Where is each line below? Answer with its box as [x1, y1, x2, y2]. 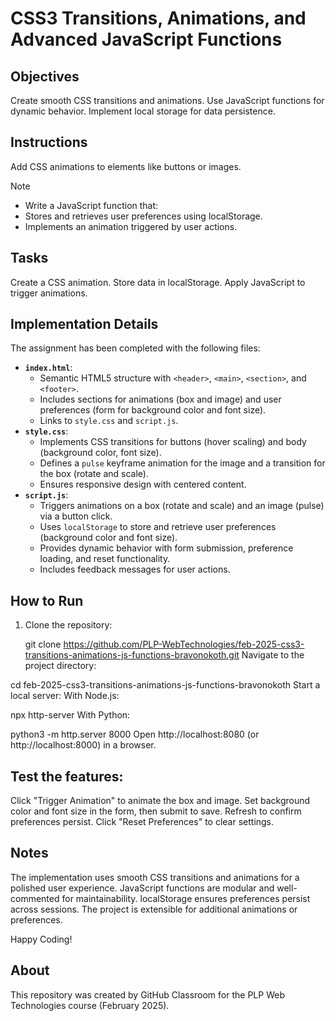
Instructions [10, 134, 88, 151]
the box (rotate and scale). [39, 468, 149, 480]
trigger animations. [10, 287, 88, 299]
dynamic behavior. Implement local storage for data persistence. [10, 105, 276, 117]
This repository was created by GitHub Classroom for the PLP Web [10, 988, 285, 1001]
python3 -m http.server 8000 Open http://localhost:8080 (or [10, 728, 260, 741]
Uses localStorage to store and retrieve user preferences [39, 521, 277, 533]
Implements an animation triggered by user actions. [24, 220, 238, 232]
